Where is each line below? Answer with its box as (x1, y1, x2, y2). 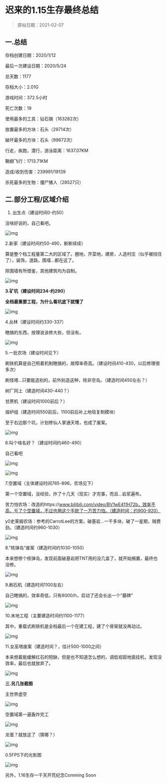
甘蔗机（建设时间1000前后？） (5, 398, 68, 404)
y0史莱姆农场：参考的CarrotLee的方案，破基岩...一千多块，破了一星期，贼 (5, 518, 157, 524)
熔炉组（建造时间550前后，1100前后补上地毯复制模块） (5, 409, 118, 415)
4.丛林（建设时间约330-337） (5, 318, 67, 324)
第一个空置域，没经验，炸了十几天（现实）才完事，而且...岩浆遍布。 (5, 490, 144, 496)
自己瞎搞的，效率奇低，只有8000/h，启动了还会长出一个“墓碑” (5, 592, 133, 598)
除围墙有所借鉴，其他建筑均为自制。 (5, 268, 80, 274)
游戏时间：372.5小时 (5, 94, 48, 100)
